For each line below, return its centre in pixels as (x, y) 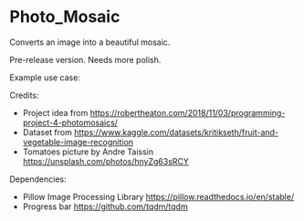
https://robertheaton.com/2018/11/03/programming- (188, 112)
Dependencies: (38, 179)
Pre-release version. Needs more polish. (85, 59)
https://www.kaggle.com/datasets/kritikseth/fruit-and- (177, 132)
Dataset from (47, 132)
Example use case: (45, 77)
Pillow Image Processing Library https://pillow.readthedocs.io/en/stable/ (158, 196)
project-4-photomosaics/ (70, 122)
